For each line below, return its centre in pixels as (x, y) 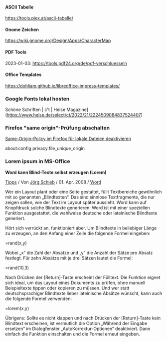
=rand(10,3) (17, 267)
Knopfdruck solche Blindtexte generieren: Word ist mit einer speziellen (78, 207)
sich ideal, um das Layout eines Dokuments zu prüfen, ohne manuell (75, 282)
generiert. (15, 218)
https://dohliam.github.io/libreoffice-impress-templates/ (63, 85)
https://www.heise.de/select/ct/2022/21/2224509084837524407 (74, 115)
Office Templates (23, 74)
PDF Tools (16, 52)
